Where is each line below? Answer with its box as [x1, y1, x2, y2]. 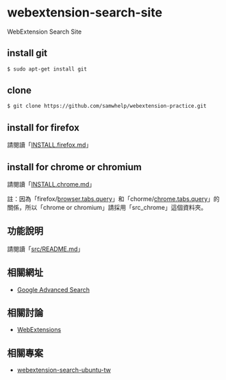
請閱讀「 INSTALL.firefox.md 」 [7, 141, 92, 149]
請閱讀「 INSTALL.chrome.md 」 [7, 180, 96, 188]
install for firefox [7, 121, 80, 133]
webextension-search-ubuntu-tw [16, 366, 111, 375]
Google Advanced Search [16, 285, 90, 294]
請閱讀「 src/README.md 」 [7, 245, 84, 253]
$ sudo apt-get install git [7, 65, 88, 73]
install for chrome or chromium [7, 161, 142, 173]
